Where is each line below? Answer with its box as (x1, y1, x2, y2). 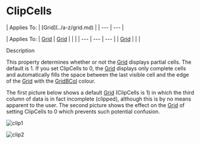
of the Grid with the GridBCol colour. (6, 77, 96, 84)
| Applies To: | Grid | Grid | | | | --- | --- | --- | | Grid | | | (6, 35, 140, 42)
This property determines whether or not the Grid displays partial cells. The (6, 58, 192, 65)
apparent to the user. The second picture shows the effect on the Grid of (6, 101, 185, 108)
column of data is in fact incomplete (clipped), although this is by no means (6, 95, 192, 102)
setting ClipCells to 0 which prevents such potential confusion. (6, 108, 160, 115)
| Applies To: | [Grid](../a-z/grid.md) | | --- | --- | (6, 24, 124, 31)
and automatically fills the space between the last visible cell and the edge (6, 71, 189, 78)
